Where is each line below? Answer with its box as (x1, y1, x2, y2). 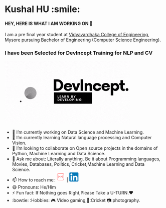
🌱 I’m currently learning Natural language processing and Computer (12, 134, 152, 140)
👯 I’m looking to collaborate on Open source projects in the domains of (12, 145, 158, 151)
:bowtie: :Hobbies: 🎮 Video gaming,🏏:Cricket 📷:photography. (12, 197, 140, 203)
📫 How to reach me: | (12, 177, 68, 183)
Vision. (12, 140, 27, 146)
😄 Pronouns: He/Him (12, 184, 56, 190)
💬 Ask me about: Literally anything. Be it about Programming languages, (12, 156, 161, 162)
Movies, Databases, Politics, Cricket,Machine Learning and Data (12, 161, 145, 167)
